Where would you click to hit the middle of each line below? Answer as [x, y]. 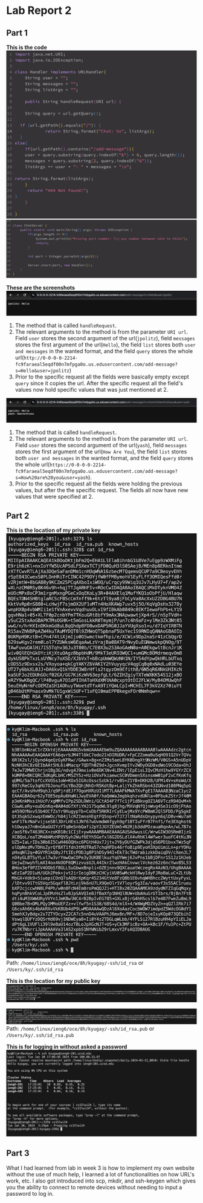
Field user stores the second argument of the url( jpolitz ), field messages [105, 338]
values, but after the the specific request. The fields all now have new [101, 490]
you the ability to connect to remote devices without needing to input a [94, 1187]
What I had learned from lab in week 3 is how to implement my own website [100, 1168]
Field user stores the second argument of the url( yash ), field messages [101, 446]
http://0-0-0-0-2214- [51, 358]
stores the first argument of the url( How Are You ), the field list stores [101, 452]
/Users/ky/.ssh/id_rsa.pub [40, 1035]
